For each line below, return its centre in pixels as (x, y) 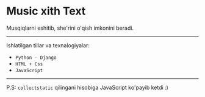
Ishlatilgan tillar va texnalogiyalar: (48, 45)
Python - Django (36, 58)
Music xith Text (46, 11)
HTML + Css (29, 64)
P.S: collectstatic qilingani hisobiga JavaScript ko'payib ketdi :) (88, 87)
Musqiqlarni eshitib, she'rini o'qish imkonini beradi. (70, 28)
